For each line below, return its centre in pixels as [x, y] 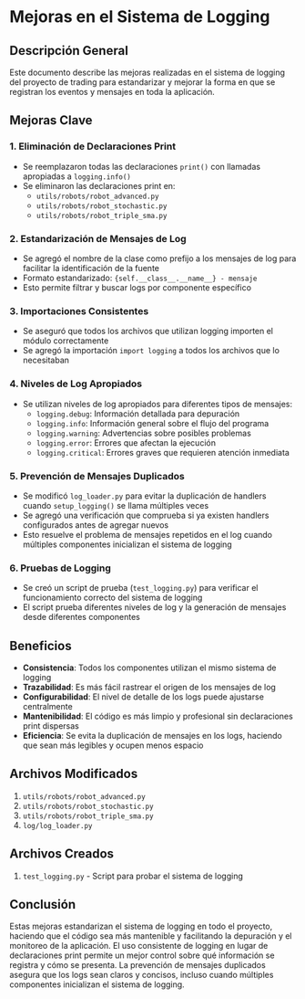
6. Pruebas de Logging [61, 568]
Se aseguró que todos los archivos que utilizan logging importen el [148, 331]
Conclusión [43, 904]
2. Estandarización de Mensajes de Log [98, 238]
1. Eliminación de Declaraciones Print [92, 146]
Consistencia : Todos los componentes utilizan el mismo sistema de [149, 668]
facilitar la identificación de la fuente [91, 268]
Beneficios [41, 646]
